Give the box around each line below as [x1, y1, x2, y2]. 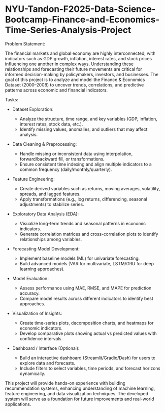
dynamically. [19, 371, 46, 376]
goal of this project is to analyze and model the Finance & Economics [5, 77, 145, 82]
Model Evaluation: [12, 275, 49, 281]
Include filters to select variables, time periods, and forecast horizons [19, 365, 161, 371]
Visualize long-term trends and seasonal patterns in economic [19, 220, 146, 226]
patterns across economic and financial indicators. [5, 87, 108, 93]
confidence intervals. [19, 335, 63, 341]
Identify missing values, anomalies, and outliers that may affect [19, 126, 148, 132]
